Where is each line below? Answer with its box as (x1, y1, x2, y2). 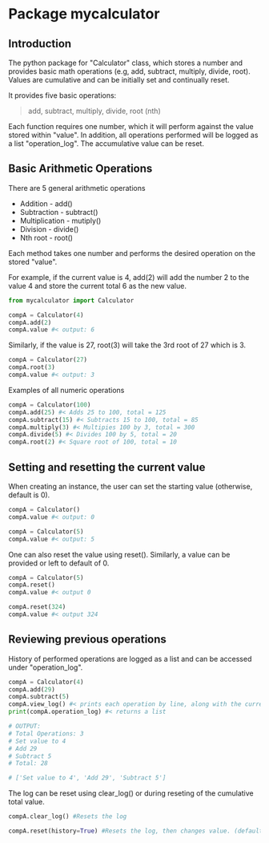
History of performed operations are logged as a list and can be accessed (8, 654, 252, 663)
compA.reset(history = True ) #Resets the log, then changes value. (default (8, 827, 263, 835)
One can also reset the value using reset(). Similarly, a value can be (8, 549, 231, 559)
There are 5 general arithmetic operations (8, 183, 146, 193)
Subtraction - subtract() (19, 207, 98, 217)
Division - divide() (19, 224, 79, 233)
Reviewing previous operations (8, 633, 167, 646)
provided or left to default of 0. (8, 558, 110, 568)
